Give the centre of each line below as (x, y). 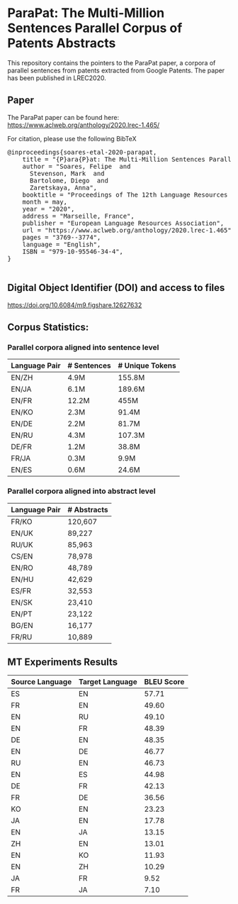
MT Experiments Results (63, 662)
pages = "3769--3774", (62, 237)
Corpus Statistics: (48, 327)
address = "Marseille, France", (78, 216)
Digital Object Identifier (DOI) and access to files (116, 288)
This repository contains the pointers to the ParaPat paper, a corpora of (112, 62)
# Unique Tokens (147, 365)
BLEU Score (164, 682)
